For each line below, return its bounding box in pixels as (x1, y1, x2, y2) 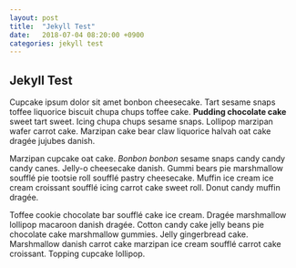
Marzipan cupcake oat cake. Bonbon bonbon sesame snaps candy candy (9, 153, 285, 164)
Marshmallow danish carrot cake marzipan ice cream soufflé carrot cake (9, 239, 282, 250)
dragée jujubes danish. (9, 136, 96, 147)
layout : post (9, 13, 59, 23)
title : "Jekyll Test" (9, 22, 96, 31)
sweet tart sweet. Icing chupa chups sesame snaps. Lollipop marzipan (9, 116, 273, 128)
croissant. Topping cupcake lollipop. (9, 248, 146, 260)
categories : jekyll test (9, 38, 104, 48)
